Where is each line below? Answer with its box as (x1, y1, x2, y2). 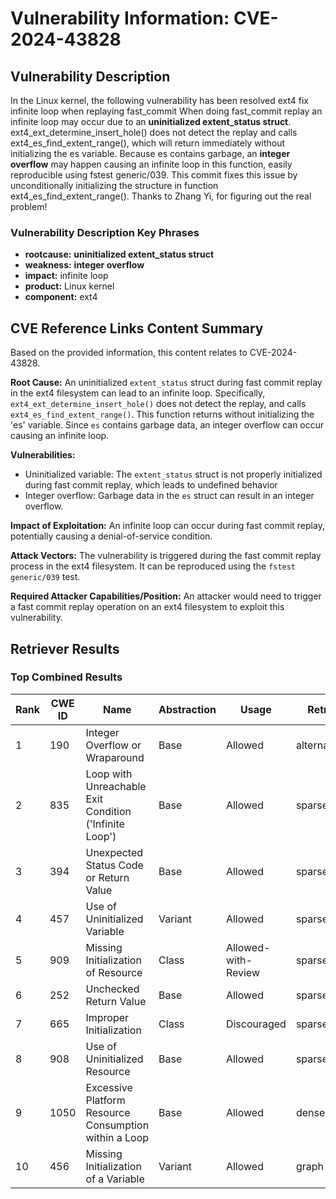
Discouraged (225, 1017, 287, 1031)
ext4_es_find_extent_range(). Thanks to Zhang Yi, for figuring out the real (10, 190, 312, 202)
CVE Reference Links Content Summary (10, 320, 264, 337)
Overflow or (85, 738, 142, 752)
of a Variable (85, 1172, 145, 1186)
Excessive (85, 1080, 133, 1094)
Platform (85, 1093, 126, 1107)
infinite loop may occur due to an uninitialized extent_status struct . (10, 116, 292, 127)
